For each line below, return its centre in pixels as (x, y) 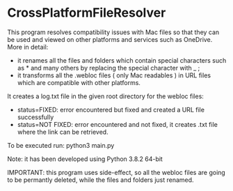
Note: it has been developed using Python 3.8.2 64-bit (85, 159)
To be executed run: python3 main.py (61, 145)
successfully (35, 117)
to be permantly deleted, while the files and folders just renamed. (101, 180)
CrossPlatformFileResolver (87, 13)
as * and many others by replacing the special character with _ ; (109, 68)
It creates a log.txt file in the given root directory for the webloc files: (105, 96)
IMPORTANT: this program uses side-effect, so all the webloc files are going (116, 172)
